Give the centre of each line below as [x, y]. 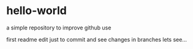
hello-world [37, 11]
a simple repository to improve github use [59, 28]
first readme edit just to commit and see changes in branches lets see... [96, 39]
